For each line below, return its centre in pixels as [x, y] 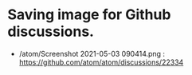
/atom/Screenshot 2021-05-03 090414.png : [92, 53]
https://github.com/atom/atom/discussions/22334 [101, 62]
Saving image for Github [89, 15]
